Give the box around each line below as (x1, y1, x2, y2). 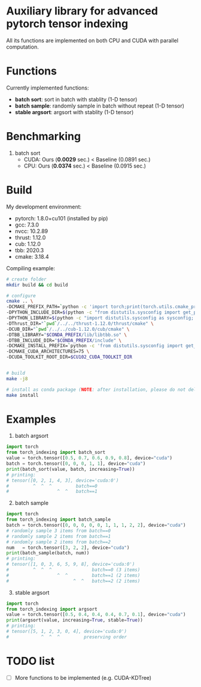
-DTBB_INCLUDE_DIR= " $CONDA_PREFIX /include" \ (6, 337, 121, 343)
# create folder (6, 276, 47, 282)
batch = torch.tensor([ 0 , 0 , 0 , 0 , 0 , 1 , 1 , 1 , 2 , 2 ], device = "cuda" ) (6, 522, 186, 528)
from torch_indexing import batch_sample (6, 516, 111, 523)
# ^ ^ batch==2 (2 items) (6, 578, 141, 584)
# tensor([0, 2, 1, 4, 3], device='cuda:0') (6, 477, 119, 483)
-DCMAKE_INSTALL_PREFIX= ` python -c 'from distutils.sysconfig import (6, 343, 184, 349)
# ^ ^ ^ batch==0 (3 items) (6, 567, 141, 573)
